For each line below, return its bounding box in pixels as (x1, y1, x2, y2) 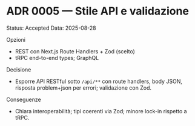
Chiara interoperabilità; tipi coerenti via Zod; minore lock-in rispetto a (15, 107, 187, 114)
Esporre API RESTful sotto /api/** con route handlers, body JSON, (15, 78, 183, 85)
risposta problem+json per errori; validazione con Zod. (15, 84, 151, 91)
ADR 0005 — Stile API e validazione (6, 4, 190, 18)
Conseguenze (6, 96, 41, 103)
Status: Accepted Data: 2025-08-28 (6, 24, 96, 31)
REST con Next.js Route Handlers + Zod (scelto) (15, 47, 135, 55)
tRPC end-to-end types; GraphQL (15, 54, 99, 61)
